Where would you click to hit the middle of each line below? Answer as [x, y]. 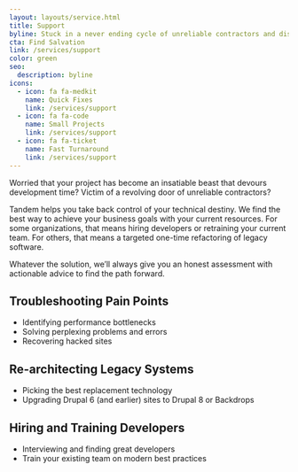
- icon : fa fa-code [53, 116]
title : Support [37, 26]
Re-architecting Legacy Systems [102, 369]
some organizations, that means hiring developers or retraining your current [148, 228]
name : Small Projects [65, 125]
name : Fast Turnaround [67, 149]
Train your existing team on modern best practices [114, 458]
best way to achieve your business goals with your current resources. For [143, 219]
